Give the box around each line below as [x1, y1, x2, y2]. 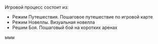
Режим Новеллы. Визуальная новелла [12, 19, 95, 25]
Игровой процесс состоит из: [5, 4, 69, 10]
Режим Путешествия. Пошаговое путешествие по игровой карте [12, 14, 153, 19]
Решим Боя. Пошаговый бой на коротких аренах [12, 24, 117, 30]
